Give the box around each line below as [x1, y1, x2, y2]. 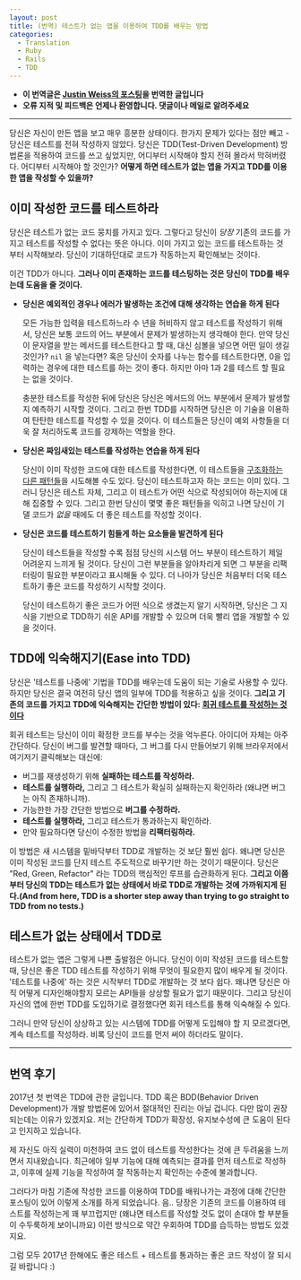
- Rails [17, 55, 47, 64]
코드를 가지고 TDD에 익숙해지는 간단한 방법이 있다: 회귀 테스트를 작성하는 [25, 698, 279, 709]
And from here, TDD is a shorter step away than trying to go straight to [21, 890, 289, 901]
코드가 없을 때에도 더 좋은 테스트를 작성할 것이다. [31, 508, 202, 520]
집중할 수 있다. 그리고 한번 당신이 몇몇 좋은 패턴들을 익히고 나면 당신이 [31, 497, 276, 508]
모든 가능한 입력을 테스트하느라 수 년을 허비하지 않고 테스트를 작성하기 [21, 317, 267, 328]
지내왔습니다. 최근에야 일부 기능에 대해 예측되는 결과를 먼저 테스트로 [25, 1155, 262, 1166]
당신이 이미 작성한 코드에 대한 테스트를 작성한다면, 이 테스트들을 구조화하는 [21, 463, 284, 475]
